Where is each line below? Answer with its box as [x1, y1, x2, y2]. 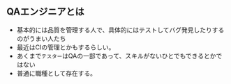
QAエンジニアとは [6, 6, 84, 18]
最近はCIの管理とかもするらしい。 [16, 43, 115, 51]
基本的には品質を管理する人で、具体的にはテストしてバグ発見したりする [16, 26, 225, 34]
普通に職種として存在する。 [16, 69, 97, 77]
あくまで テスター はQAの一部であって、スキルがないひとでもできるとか [16, 51, 217, 60]
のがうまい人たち [16, 34, 66, 42]
